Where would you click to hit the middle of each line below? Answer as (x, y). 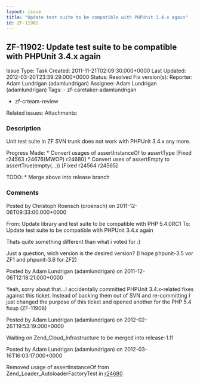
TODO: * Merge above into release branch (58, 177)
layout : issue (24, 12)
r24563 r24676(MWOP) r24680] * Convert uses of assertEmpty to (88, 160)
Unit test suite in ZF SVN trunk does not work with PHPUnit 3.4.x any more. (99, 142)
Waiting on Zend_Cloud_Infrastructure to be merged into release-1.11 (90, 338)
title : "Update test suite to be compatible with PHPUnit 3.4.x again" (97, 17)
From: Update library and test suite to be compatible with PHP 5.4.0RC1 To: (98, 223)
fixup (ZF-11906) (27, 308)
